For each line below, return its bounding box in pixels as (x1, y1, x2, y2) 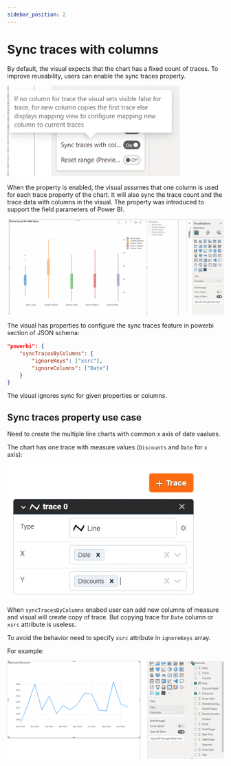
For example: (7, 647, 45, 655)
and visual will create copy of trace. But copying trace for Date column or (7, 613, 214, 621)
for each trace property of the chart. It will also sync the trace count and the (7, 190, 223, 199)
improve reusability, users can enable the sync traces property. (7, 72, 186, 80)
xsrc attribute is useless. (7, 620, 77, 629)
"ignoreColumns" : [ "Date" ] (32, 365, 109, 372)
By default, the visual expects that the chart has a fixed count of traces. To (7, 64, 219, 72)
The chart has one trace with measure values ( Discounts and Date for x (7, 443, 208, 451)
